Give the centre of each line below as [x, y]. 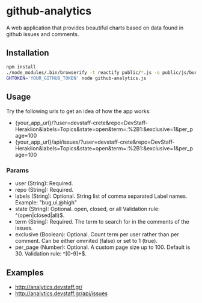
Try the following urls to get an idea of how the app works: [79, 111]
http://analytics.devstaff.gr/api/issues [61, 293]
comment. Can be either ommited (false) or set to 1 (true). [86, 241]
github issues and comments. [43, 34]
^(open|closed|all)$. [40, 215]
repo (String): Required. [44, 190]
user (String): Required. [44, 183]
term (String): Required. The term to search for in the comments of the [102, 222]
